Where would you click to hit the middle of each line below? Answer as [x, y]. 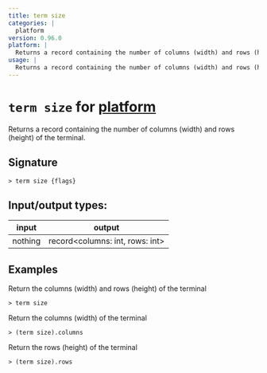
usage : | [23, 61]
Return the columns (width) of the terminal [77, 318]
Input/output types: [58, 205]
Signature [33, 163]
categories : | [32, 23]
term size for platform [82, 106]
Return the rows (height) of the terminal [73, 347]
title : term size [37, 16]
